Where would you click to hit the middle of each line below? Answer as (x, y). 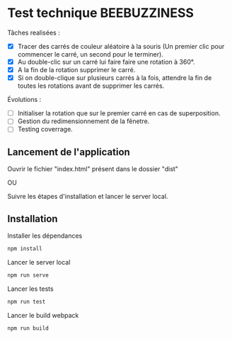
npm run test (27, 301)
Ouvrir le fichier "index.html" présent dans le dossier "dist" (93, 169)
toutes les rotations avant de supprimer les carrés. (91, 86)
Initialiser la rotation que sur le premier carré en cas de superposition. (119, 113)
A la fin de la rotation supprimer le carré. (76, 70)
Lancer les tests (31, 289)
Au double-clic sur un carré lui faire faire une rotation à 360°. (106, 62)
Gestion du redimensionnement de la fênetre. (83, 121)
